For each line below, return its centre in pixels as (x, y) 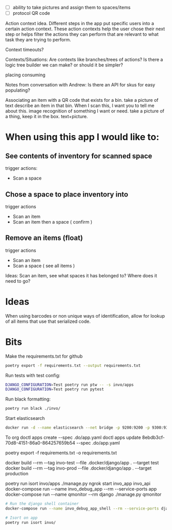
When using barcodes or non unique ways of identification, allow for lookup (85, 316)
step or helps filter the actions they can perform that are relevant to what (82, 34)
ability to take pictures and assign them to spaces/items (71, 7)
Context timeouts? (25, 50)
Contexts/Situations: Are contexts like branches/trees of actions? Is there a (84, 60)
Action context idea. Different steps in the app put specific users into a (80, 24)
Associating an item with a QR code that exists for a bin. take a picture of (82, 100)
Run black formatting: (28, 399)
